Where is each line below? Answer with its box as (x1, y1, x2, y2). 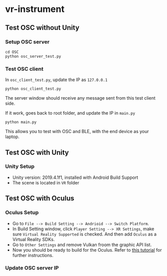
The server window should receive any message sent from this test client (5, 95, 156, 101)
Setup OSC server (5, 38, 50, 45)
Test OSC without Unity (5, 23, 80, 32)
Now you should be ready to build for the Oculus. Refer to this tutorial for (12, 247, 162, 253)
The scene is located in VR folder (12, 179, 80, 185)
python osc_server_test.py (5, 54, 61, 59)
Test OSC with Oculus (5, 194, 75, 203)
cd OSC (5, 49, 19, 54)
